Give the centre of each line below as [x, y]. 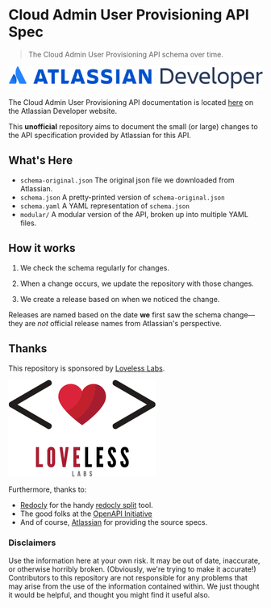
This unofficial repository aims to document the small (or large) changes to [133, 127]
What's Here [41, 160]
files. [28, 223]
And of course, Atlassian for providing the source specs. [114, 522]
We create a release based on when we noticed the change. [120, 299]
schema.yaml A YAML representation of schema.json [104, 205]
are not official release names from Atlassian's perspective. [123, 323]
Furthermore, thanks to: [48, 489]
